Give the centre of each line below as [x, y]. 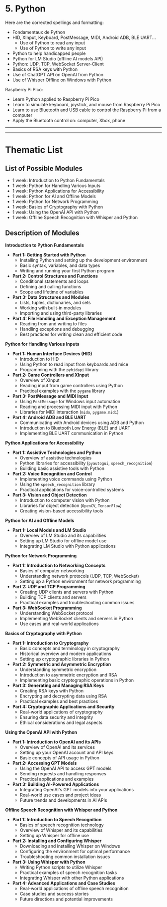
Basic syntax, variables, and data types [60, 265]
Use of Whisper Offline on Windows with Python [62, 80]
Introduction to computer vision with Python [65, 500]
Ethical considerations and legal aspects [61, 722]
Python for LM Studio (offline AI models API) [58, 58]
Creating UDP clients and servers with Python [67, 592]
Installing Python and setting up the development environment [83, 260]
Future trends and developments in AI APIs [64, 800]
